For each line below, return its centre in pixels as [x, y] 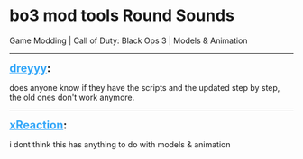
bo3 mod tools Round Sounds [122, 16]
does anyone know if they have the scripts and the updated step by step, [145, 87]
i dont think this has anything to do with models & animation [120, 144]
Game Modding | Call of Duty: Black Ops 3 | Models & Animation [129, 40]
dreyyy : [30, 68]
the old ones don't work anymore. [72, 97]
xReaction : [38, 125]
